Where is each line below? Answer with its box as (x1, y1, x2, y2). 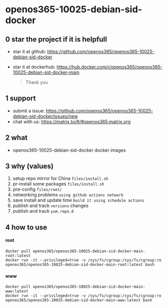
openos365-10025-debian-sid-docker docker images (12, 147, 126, 153)
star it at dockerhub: (12, 64, 56, 70)
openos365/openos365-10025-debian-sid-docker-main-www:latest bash (5, 298, 153, 303)
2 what (5, 133, 28, 142)
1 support (5, 94, 36, 103)
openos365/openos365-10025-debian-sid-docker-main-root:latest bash (5, 262, 155, 268)
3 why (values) (5, 162, 54, 171)
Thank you (25, 79, 48, 85)
